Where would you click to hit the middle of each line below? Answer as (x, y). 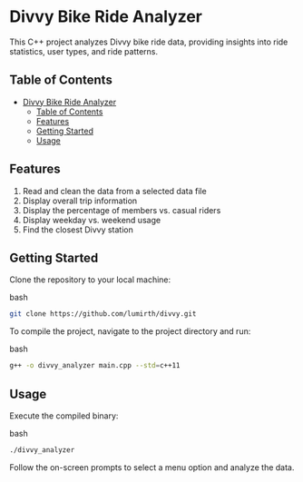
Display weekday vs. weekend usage (92, 220)
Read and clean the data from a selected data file (114, 191)
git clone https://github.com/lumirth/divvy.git (103, 314)
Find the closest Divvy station (78, 230)
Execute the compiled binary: (64, 416)
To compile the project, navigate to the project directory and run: (130, 331)
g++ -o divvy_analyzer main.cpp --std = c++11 (95, 366)
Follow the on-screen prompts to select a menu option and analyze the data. (152, 467)
